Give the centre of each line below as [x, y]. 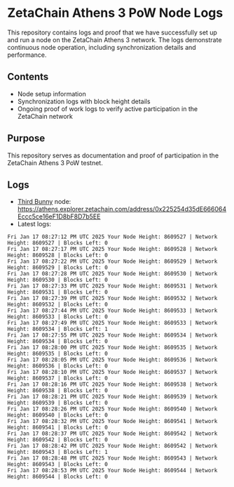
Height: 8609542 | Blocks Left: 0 [58, 440]
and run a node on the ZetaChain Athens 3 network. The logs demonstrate [115, 39]
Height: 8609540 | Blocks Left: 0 [58, 415]
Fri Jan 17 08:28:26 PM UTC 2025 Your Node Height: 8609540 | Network [112, 409]
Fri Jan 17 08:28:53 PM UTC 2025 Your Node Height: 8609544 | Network [112, 471]
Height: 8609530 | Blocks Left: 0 [58, 280]
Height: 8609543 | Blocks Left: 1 [58, 452]
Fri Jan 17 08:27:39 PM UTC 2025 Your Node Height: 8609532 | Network [112, 299]
